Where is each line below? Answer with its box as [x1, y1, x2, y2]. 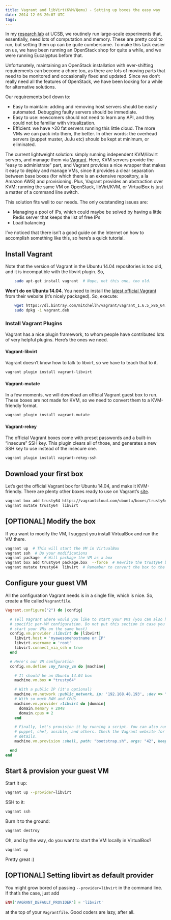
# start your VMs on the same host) [10, 626, 88, 631]
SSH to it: [5, 799, 25, 806]
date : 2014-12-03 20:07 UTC [5, 12, 65, 17]
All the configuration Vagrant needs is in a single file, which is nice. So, [5, 592, 154, 598]
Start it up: [5, 780, 27, 786]
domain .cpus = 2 [18, 710, 53, 715]
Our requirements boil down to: [5, 94, 71, 100]
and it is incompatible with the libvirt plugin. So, [5, 269, 105, 275]
